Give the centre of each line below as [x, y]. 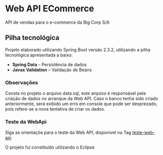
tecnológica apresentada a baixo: [39, 55]
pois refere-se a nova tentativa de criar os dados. [55, 109]
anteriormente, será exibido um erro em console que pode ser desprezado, [81, 104]
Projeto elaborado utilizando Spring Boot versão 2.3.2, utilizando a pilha [78, 49]
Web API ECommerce [50, 9]
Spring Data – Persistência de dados [49, 64]
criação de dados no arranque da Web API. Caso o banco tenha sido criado [82, 99]
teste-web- [144, 133]
